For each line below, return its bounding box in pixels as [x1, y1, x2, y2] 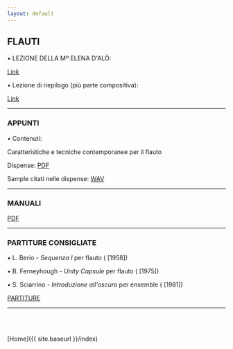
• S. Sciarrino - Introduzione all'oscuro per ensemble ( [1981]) [7, 280, 184, 289]
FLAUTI [7, 36, 40, 48]
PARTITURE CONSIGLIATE [7, 237, 97, 247]
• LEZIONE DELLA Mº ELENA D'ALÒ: [7, 54, 112, 62]
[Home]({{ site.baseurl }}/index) [7, 334, 98, 343]
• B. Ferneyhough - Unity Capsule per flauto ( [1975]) [7, 267, 159, 275]
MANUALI [7, 198, 42, 208]
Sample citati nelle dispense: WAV [7, 174, 105, 182]
